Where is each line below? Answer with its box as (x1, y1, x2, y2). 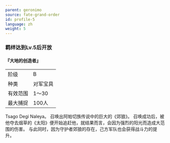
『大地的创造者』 (5, 57, 41, 63)
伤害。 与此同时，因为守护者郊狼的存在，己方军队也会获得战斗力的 (14, 126, 153, 132)
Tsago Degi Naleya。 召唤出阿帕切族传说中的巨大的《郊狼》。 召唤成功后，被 (5, 114, 164, 120)
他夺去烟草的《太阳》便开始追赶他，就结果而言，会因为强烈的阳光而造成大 (5, 120, 160, 126)
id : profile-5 (5, 17, 35, 22)
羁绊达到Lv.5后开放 (5, 44, 52, 51)
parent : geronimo (5, 7, 42, 13)
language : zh (5, 21, 33, 27)
